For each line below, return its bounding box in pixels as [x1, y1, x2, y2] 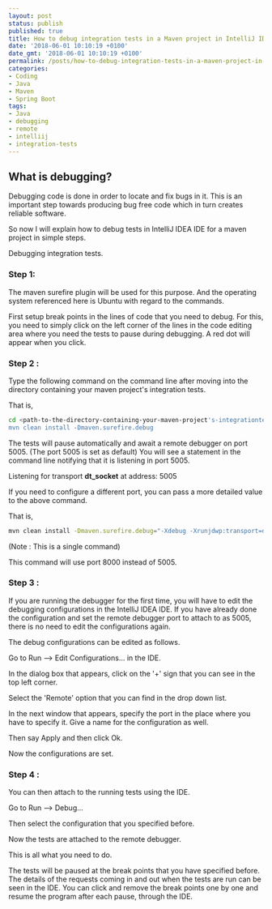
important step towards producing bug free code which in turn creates [8, 200, 244, 210]
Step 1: [8, 269, 36, 280]
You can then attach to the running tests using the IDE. [8, 787, 190, 797]
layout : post [8, 11, 53, 20]
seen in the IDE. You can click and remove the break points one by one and [8, 883, 259, 893]
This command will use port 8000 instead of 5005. [8, 557, 177, 567]
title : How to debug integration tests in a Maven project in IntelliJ [8, 34, 255, 43]
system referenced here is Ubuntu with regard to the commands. [8, 296, 224, 305]
